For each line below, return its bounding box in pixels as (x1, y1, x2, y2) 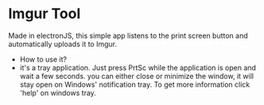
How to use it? (19, 54, 68, 64)
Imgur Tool (8, 5, 81, 23)
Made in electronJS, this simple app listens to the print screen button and (8, 31, 248, 40)
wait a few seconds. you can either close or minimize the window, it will (19, 71, 254, 81)
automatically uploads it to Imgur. (8, 39, 118, 48)
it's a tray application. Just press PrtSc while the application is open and (19, 62, 257, 72)
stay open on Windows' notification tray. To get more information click (19, 80, 250, 89)
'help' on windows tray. (19, 88, 97, 97)
